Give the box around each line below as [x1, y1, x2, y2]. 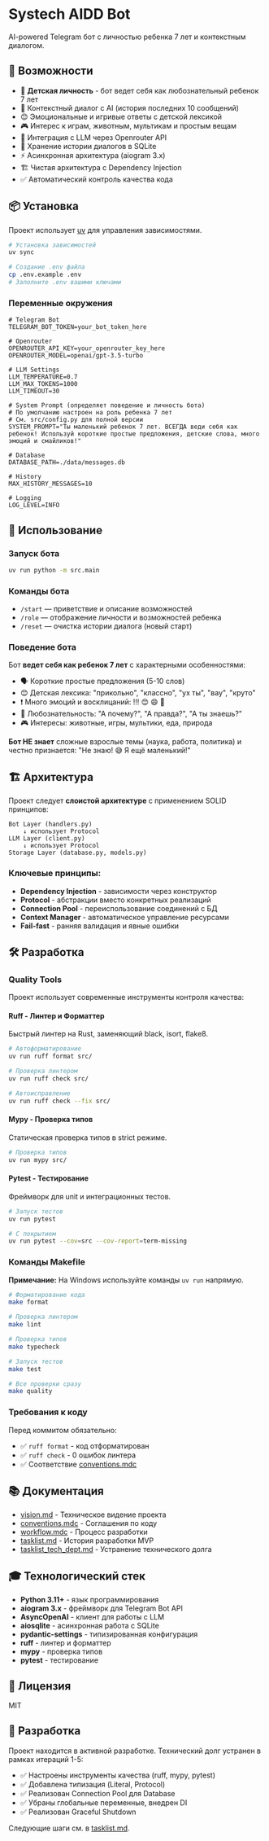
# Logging [8, 494, 42, 502]
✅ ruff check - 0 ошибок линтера [20, 1450, 137, 1460]
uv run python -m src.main [8, 566, 100, 574]
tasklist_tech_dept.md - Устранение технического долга [20, 1545, 213, 1554]
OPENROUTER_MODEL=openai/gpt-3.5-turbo [8, 352, 144, 360]
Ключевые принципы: [8, 868, 102, 879]
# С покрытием [8, 1230, 57, 1238]
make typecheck [8, 1343, 60, 1351]
